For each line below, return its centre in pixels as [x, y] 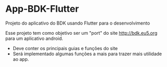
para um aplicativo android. [34, 38]
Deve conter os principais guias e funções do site [65, 48]
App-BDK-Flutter [42, 9]
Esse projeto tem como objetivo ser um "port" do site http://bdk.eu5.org [81, 33]
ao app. [21, 59]
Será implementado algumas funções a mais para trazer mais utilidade [87, 54]
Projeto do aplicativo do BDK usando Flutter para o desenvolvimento [78, 23]
